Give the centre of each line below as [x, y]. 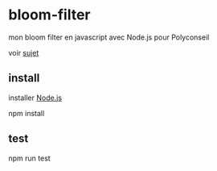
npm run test [29, 158]
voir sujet [24, 52]
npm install [27, 113]
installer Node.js [35, 98]
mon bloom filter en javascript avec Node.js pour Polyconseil [109, 37]
